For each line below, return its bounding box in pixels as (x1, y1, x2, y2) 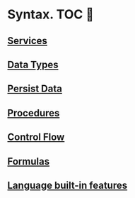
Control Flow (7, 131, 65, 143)
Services (7, 35, 48, 47)
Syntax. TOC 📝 (7, 6, 94, 23)
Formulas (7, 155, 50, 167)
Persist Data (7, 83, 62, 95)
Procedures (7, 106, 60, 119)
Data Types (7, 58, 59, 70)
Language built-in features (7, 179, 128, 191)
